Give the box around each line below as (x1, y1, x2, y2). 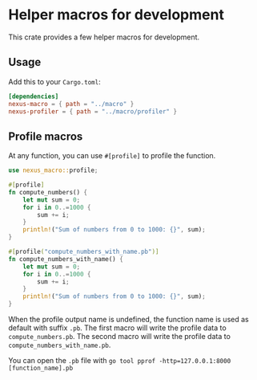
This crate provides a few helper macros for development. (8, 32, 200, 42)
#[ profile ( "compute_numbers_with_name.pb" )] (8, 247, 159, 256)
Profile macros (8, 129, 83, 143)
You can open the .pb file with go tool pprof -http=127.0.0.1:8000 (8, 356, 231, 366)
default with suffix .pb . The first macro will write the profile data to (8, 323, 227, 333)
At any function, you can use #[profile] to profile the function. (8, 151, 216, 161)
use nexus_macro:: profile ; (8, 166, 98, 174)
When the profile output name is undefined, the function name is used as (8, 315, 250, 325)
